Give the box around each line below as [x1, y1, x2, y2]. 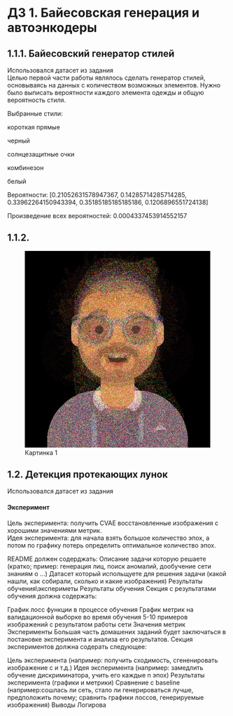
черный [7, 136, 30, 145]
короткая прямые [7, 123, 61, 131]
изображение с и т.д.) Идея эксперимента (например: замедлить [7, 663, 204, 672]
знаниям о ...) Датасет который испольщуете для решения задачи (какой [7, 569, 227, 578]
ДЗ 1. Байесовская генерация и [7, 5, 200, 21]
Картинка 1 [24, 448, 58, 457]
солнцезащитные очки [7, 150, 75, 158]
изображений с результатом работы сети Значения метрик [7, 620, 186, 629]
